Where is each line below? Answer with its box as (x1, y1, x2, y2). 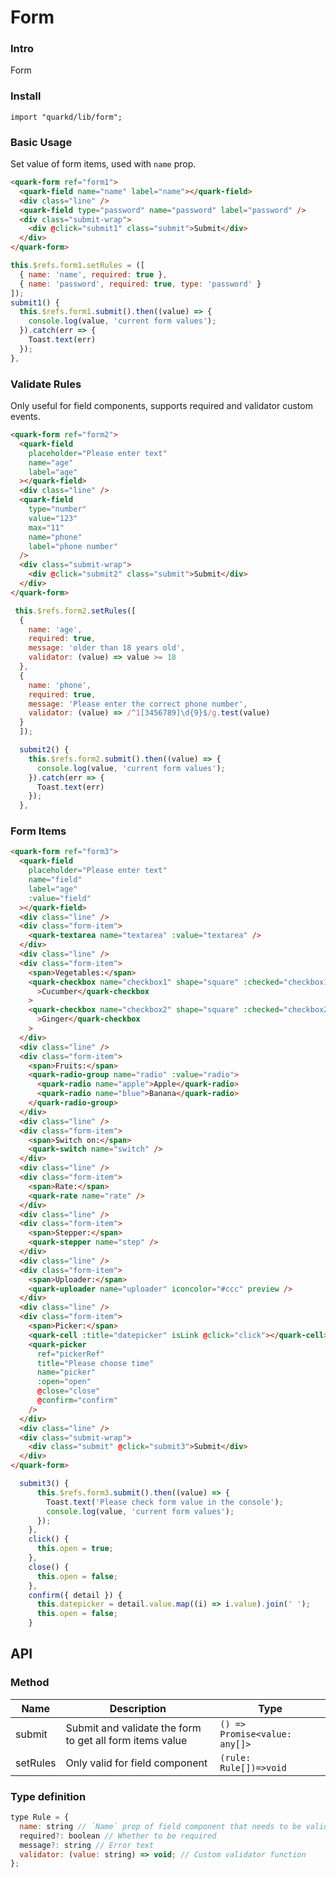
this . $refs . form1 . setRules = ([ (10, 261, 145, 271)
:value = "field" (28, 893, 92, 903)
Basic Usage (10, 135, 73, 149)
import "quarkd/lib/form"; (10, 112, 123, 122)
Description (109, 1701, 167, 1715)
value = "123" (28, 513, 78, 523)
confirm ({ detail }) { (28, 1590, 123, 1600)
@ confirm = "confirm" (36, 1396, 118, 1406)
